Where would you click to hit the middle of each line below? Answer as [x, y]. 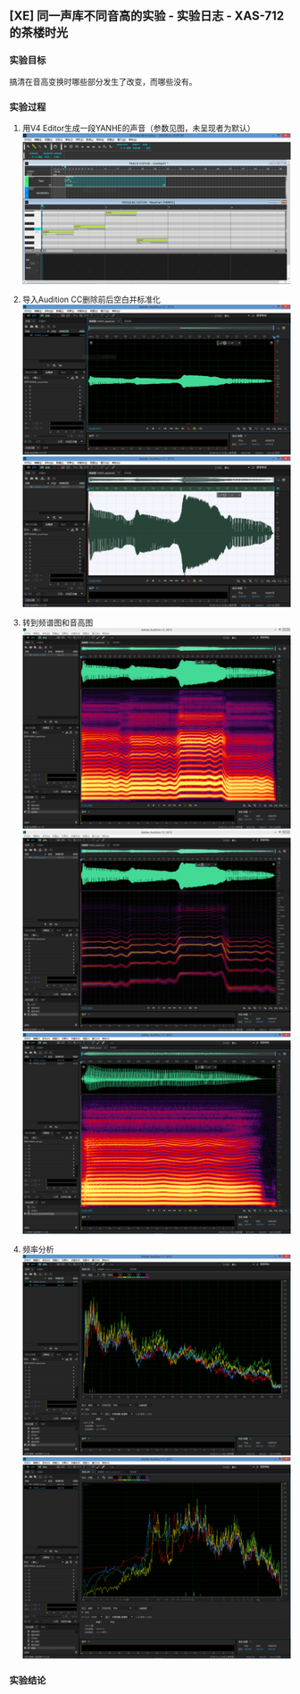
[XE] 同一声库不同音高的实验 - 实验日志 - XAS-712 [146, 16]
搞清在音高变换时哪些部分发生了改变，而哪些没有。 [103, 81]
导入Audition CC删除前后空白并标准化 [91, 299]
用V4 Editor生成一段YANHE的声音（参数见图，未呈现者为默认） [138, 128]
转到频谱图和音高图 [58, 622]
